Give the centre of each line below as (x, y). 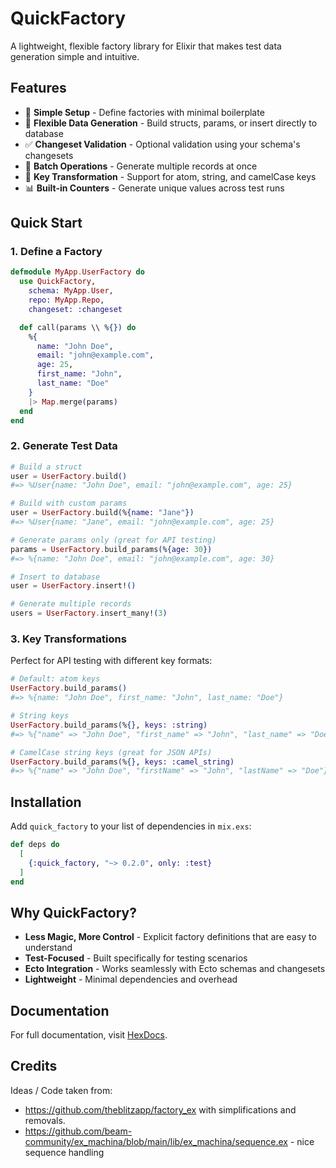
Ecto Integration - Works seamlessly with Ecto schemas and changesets (175, 969)
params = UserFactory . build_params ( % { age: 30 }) (111, 549)
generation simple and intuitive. (75, 56)
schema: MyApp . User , (71, 291)
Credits (34, 1066)
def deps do (35, 845)
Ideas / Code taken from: (61, 1090)
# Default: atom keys (55, 679)
